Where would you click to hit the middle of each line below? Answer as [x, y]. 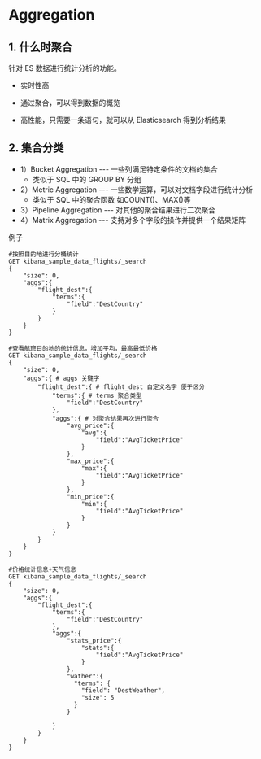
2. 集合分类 [36, 148]
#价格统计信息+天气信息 [43, 569]
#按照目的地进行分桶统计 [43, 254]
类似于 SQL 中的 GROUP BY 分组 [87, 179]
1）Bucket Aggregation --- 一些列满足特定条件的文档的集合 [119, 169]
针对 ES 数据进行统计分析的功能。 [65, 68]
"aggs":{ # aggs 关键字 [61, 378]
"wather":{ [85, 676]
